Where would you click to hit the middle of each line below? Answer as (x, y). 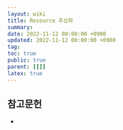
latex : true (25, 73)
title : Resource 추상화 (40, 21)
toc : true (22, 54)
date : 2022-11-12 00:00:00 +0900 (57, 34)
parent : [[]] (27, 67)
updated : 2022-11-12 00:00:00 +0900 (61, 40)
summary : (20, 27)
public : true (27, 60)
